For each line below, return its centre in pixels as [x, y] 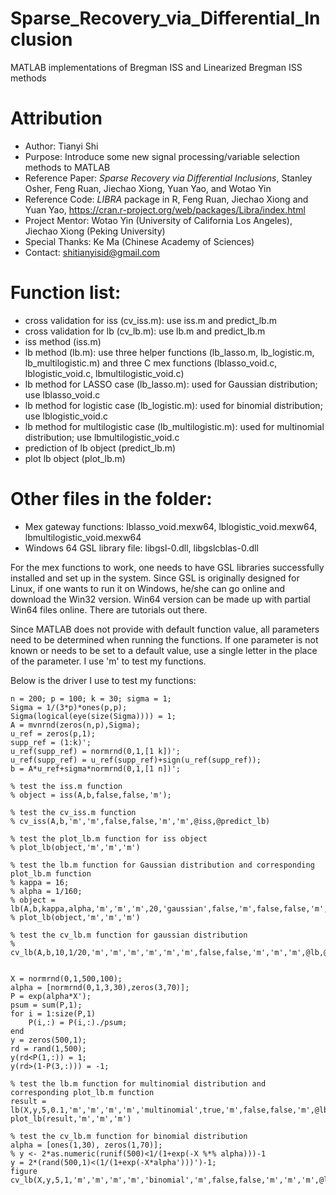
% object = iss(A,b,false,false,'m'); [91, 795]
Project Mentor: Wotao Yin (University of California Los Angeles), [158, 220]
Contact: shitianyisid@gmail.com [92, 252]
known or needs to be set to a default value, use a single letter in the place [164, 650]
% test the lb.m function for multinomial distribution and [138, 1083]
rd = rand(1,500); [48, 1048]
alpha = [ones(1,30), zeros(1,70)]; [86, 1145]
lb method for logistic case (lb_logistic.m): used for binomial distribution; [173, 405]
